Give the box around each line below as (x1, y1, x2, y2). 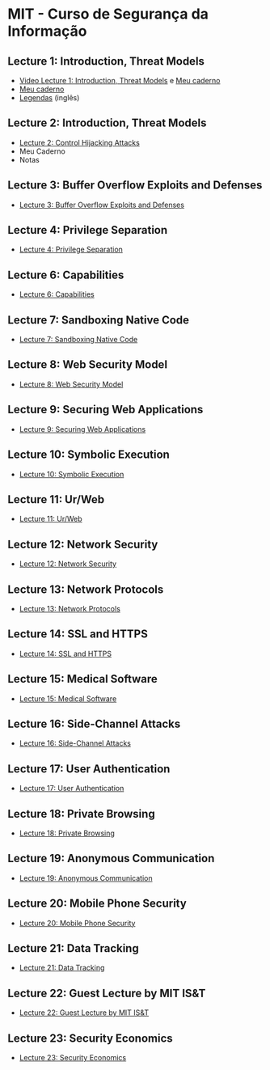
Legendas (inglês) (19, 93, 80, 102)
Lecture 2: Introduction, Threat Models (7, 116, 207, 130)
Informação (7, 22, 87, 40)
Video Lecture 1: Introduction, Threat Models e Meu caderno (19, 76, 221, 85)
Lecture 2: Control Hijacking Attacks (19, 137, 141, 147)
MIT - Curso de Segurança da (7, 5, 209, 23)
